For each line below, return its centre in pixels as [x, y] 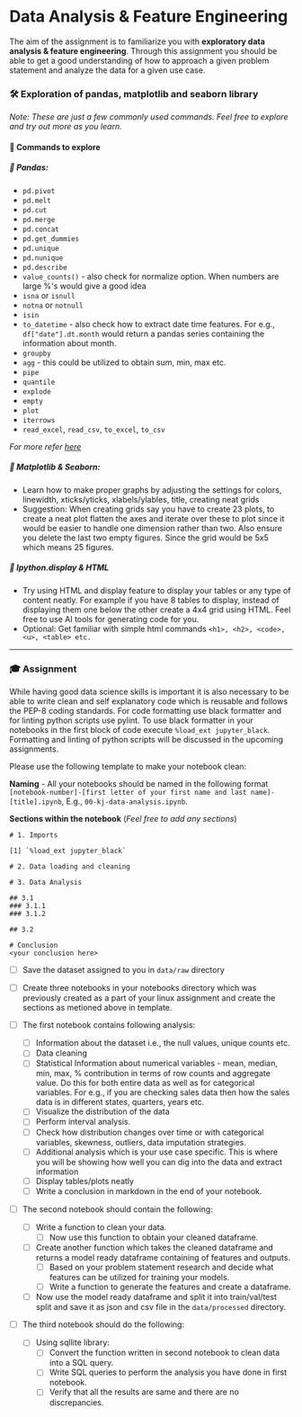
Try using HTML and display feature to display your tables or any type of [156, 590]
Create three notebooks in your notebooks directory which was [139, 988]
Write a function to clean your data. [101, 1227]
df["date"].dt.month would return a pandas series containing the [143, 334]
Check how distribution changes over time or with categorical [150, 1132]
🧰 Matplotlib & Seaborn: [55, 467]
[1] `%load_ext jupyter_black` [68, 851]
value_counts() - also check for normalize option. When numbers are [151, 276]
